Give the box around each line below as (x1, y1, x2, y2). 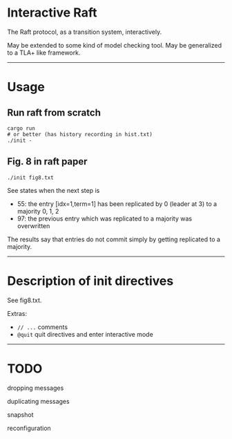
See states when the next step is (7, 186, 100, 194)
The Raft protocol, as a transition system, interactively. (7, 28, 162, 36)
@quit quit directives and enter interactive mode (17, 330, 153, 338)
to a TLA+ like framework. (7, 48, 81, 57)
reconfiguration (7, 424, 52, 432)
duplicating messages (7, 397, 70, 405)
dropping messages (7, 384, 64, 392)
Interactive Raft (7, 5, 97, 21)
